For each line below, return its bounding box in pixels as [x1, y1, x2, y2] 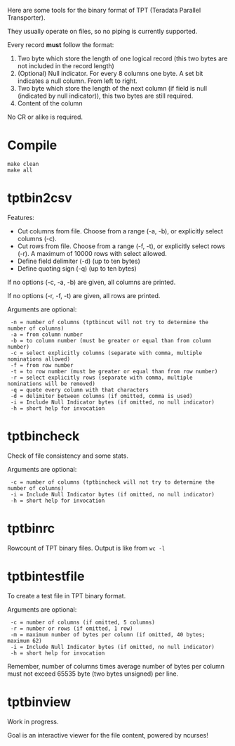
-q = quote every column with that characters [10, 386, 149, 393]
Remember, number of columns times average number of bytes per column [7, 662, 225, 670]
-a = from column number [10, 330, 83, 338]
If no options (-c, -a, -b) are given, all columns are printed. [7, 278, 176, 286]
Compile [7, 137, 58, 153]
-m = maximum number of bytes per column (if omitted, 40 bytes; [10, 631, 206, 638]
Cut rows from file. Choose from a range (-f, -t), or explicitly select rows [17, 242, 226, 250]
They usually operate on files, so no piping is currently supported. [7, 27, 198, 35]
